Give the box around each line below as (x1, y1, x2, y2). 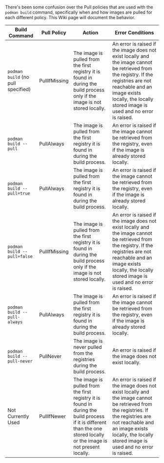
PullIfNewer (39, 413, 66, 419)
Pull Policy (41, 29, 67, 36)
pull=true (7, 191, 30, 196)
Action (82, 29, 99, 36)
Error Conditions (114, 29, 154, 36)
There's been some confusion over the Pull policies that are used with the (5, 4, 153, 10)
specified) (7, 86, 31, 93)
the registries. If (112, 407, 148, 414)
